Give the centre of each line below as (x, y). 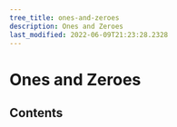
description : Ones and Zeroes (67, 26)
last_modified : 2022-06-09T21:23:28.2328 (89, 34)
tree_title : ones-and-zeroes (64, 18)
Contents (36, 113)
